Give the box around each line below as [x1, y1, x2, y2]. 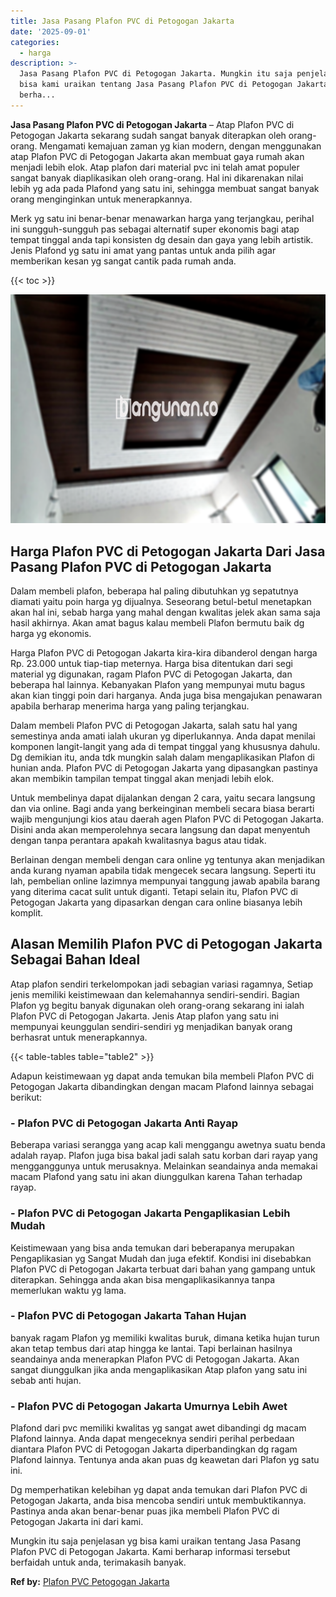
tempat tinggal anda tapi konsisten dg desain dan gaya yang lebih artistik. [10, 233, 314, 245]
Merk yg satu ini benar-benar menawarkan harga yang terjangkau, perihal [10, 212, 315, 224]
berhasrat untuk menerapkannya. [10, 1031, 148, 1043]
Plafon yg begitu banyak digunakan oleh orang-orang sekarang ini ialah [10, 999, 305, 1011]
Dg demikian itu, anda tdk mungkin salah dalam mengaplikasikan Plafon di [10, 751, 315, 764]
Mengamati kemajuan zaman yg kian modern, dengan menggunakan [39, 140, 322, 152]
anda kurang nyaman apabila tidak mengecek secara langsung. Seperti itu [10, 865, 317, 877]
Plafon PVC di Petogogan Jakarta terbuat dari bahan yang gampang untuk [10, 1263, 316, 1275]
